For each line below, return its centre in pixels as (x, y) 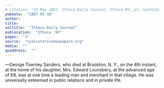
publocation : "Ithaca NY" (34, 32)
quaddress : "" (20, 50)
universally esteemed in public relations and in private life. (63, 80)
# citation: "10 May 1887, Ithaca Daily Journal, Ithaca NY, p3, (73, 10)
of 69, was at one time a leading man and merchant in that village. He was (79, 75)
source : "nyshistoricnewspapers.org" (44, 42)
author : (13, 19)
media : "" (16, 46)
